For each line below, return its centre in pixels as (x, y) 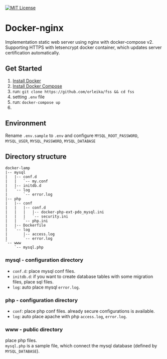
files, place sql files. (33, 281)
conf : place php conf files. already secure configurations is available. (83, 311)
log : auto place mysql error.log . (46, 287)
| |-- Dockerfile (26, 226)
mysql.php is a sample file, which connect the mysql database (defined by (81, 346)
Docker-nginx (35, 28)
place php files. (21, 340)
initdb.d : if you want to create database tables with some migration (83, 276)
